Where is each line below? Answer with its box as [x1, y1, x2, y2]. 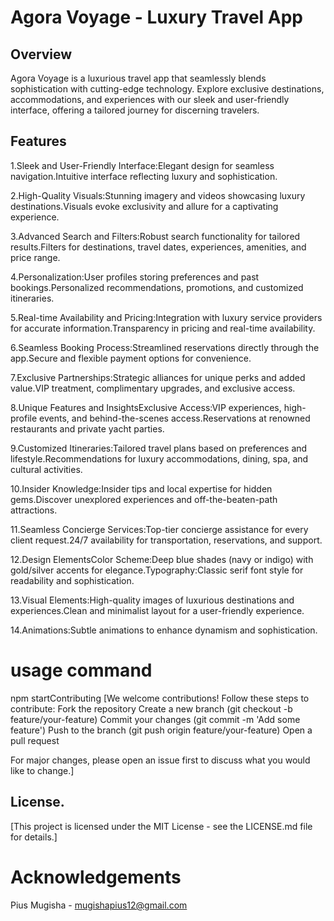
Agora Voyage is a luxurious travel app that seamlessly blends [10, 72, 267, 84]
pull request [10, 734, 60, 746]
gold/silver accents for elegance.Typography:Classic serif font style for [10, 564, 304, 576]
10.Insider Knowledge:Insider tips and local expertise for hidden [10, 482, 273, 495]
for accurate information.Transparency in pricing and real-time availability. [10, 322, 316, 334]
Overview [10, 46, 73, 63]
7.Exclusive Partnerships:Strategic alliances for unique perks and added [10, 371, 306, 383]
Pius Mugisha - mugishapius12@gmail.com [10, 899, 188, 911]
